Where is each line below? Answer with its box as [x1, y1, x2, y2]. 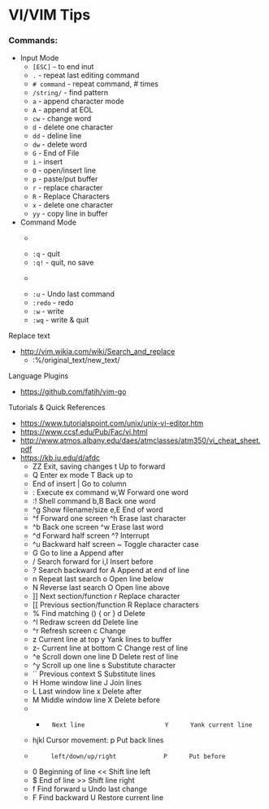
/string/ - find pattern [32, 88, 109, 98]
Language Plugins [8, 371, 69, 381]
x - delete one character [32, 200, 114, 210]
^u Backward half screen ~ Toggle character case [32, 540, 199, 549]
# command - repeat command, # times [32, 79, 158, 89]
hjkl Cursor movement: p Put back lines [32, 735, 164, 746]
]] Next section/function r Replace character [32, 592, 180, 601]
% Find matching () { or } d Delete [32, 609, 146, 619]
